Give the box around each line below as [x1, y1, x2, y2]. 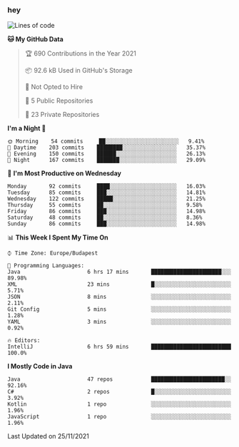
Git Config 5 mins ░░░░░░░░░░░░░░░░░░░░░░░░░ [7, 306, 232, 313]
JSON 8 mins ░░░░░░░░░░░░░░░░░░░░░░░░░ [7, 294, 232, 301]
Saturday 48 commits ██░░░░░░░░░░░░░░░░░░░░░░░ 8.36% [7, 214, 203, 222]
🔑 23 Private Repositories [24, 111, 100, 119]
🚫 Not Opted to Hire [24, 83, 83, 91]
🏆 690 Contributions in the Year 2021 [24, 49, 137, 58]
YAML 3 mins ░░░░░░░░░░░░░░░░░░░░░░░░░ [7, 319, 232, 326]
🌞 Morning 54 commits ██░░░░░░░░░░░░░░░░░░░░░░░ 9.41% [7, 138, 205, 145]
